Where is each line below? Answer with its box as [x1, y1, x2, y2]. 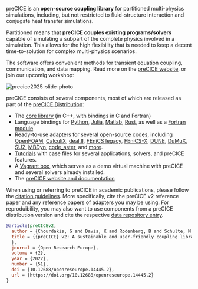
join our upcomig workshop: [6, 72, 75, 78]
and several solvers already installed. [14, 169, 105, 176]
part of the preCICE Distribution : [6, 101, 84, 108]
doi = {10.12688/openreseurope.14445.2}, [11, 267, 115, 272]
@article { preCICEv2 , [6, 223, 57, 229]
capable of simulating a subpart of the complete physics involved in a [6, 35, 175, 42]
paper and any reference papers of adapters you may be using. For [6, 199, 169, 206]
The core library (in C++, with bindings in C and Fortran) [14, 112, 151, 119]
